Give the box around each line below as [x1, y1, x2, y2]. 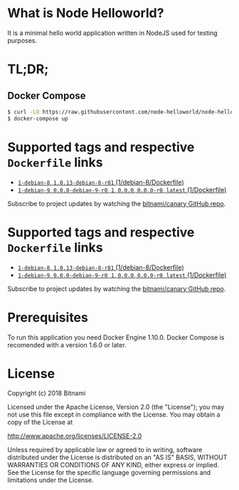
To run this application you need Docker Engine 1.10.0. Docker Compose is [7, 333, 225, 342]
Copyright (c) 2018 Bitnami [7, 389, 86, 397]
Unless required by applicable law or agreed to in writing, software [7, 446, 203, 454]
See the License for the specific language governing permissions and [7, 469, 211, 477]
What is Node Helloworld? [7, 5, 164, 21]
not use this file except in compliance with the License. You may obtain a [7, 410, 221, 419]
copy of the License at [7, 418, 73, 427]
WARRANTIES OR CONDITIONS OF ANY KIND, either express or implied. [7, 461, 219, 469]
